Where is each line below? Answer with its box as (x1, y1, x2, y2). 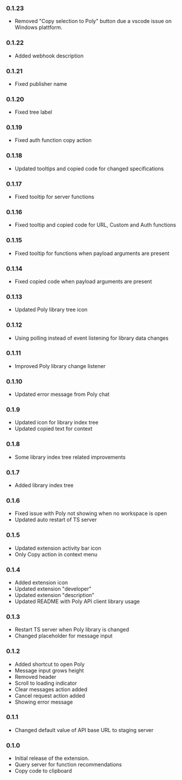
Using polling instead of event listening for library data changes (14, 334, 169, 341)
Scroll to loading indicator (14, 679, 77, 686)
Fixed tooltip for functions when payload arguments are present (14, 250, 170, 257)
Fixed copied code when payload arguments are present (14, 278, 152, 285)
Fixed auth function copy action (14, 137, 92, 144)
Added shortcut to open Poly (14, 660, 85, 668)
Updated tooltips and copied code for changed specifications (14, 165, 164, 172)
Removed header (14, 673, 57, 680)
